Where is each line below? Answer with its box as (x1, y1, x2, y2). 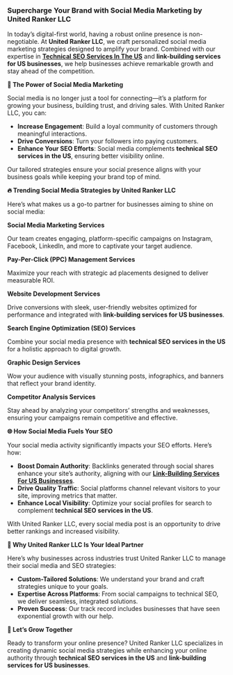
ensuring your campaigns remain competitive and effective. (7, 413, 178, 422)
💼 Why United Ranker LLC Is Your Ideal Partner (7, 541, 144, 549)
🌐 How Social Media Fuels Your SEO (7, 427, 113, 436)
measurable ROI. (7, 276, 55, 285)
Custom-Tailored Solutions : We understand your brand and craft (17, 575, 204, 583)
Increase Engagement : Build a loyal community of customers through (17, 122, 218, 131)
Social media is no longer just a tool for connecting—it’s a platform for (7, 94, 207, 102)
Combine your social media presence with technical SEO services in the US (7, 337, 226, 346)
